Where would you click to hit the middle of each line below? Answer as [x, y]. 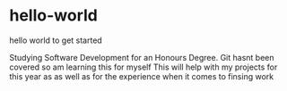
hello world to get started [56, 40]
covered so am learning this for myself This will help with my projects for [143, 67]
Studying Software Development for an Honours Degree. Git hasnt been [142, 57]
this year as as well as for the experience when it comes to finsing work [142, 76]
